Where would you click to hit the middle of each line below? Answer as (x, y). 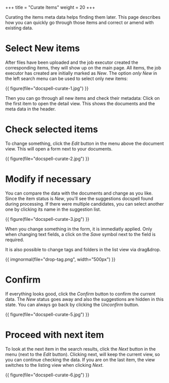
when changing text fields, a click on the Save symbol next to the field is (80, 234)
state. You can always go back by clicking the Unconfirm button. (72, 304)
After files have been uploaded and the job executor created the (72, 62)
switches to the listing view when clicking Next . (54, 365)
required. (15, 240)
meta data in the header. (31, 109)
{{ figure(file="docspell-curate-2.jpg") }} (47, 159)
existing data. (19, 28)
